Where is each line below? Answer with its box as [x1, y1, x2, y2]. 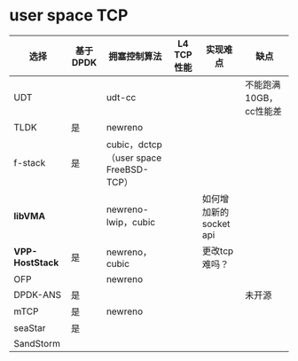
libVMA [13, 209, 46, 222]
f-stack [13, 156, 46, 169]
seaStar [13, 321, 46, 334]
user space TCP [9, 5, 129, 26]
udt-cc [106, 90, 137, 103]
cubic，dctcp [106, 138, 162, 151]
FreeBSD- [106, 163, 149, 176]
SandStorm [13, 337, 60, 349]
